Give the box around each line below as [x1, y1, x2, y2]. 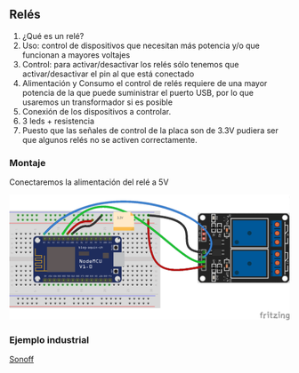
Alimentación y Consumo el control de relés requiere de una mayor [21, 77, 268, 88]
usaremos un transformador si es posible [21, 97, 174, 107]
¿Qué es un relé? [21, 30, 85, 41]
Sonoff [9, 354, 34, 365]
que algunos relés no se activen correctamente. [21, 134, 198, 145]
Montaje [9, 156, 46, 169]
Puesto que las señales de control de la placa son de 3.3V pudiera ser [21, 124, 279, 136]
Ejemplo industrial [9, 333, 90, 345]
